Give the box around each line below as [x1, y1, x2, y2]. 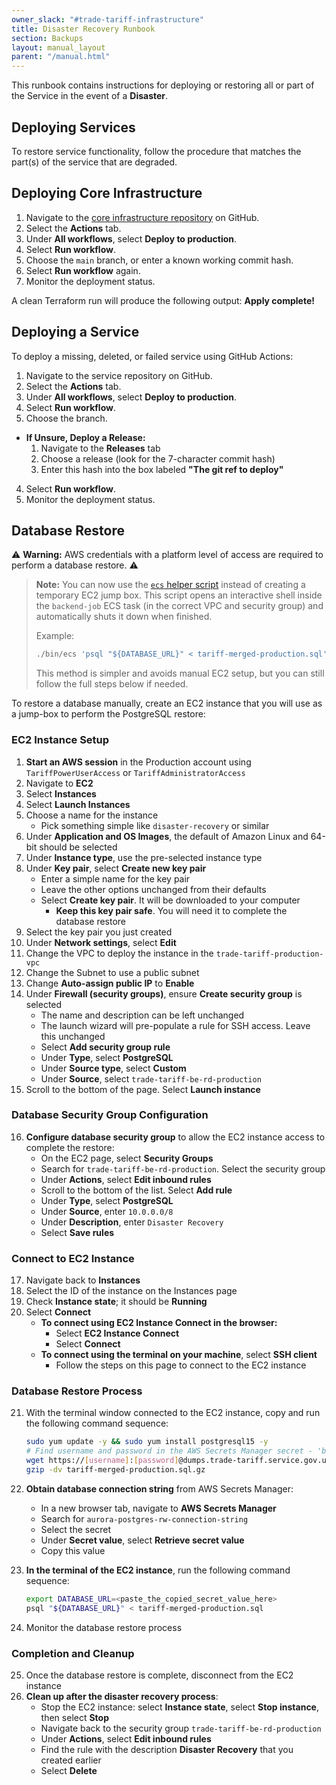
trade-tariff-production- [215, 949, 324, 959]
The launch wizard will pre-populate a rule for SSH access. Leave [40, 1019, 311, 1031]
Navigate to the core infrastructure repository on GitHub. [25, 211, 260, 223]
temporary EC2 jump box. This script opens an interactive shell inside [35, 589, 323, 601]
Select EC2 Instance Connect [55, 1327, 180, 1340]
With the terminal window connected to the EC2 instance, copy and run [25, 1407, 321, 1419]
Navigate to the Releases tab [40, 442, 161, 454]
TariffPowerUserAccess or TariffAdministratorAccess [25, 766, 246, 778]
